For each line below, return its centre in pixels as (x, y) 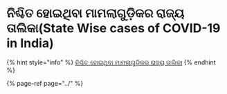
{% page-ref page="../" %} (45, 83)
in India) (30, 44)
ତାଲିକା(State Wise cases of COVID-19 (113, 28)
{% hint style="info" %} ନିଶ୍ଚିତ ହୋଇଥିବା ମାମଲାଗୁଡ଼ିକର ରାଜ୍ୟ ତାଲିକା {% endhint (111, 62)
